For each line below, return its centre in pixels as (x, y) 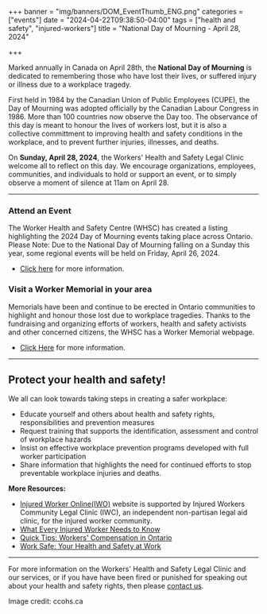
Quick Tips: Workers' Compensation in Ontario (96, 538)
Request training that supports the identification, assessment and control (139, 431)
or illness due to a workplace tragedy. (70, 84)
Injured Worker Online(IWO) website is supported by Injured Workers (132, 504)
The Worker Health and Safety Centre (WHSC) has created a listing (118, 228)
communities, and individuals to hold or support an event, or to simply (122, 174)
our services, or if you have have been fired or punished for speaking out (128, 577)
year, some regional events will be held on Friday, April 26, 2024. (114, 253)
